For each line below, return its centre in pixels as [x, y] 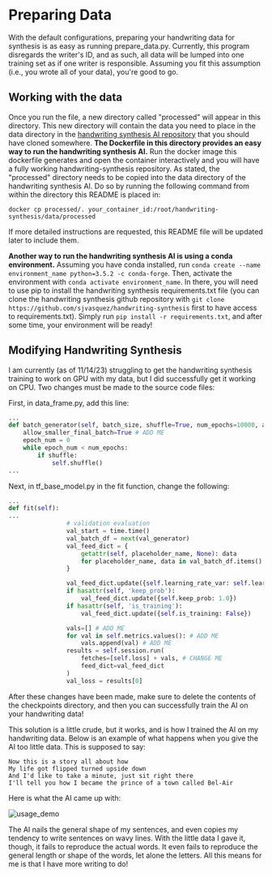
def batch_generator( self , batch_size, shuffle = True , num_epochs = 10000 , [134, 425]
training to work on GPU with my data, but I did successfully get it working [132, 378]
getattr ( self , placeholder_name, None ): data [159, 553]
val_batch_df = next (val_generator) [128, 538]
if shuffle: [58, 455]
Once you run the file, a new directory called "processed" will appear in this [135, 117]
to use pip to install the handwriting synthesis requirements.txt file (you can [134, 290]
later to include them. [44, 240]
